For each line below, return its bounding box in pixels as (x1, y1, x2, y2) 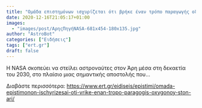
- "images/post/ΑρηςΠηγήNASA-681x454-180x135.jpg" (11, 25, 141, 32)
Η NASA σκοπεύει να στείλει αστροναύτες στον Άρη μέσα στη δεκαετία (6, 64, 186, 71)
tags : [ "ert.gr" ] (6, 43, 50, 49)
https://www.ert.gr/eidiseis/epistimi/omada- (66, 82, 176, 89)
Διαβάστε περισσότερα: (6, 82, 66, 89)
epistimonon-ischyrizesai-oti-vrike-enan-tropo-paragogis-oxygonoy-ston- (6, 88, 191, 96)
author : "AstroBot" (6, 31, 55, 37)
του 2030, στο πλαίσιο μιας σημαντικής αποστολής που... (6, 70, 150, 78)
